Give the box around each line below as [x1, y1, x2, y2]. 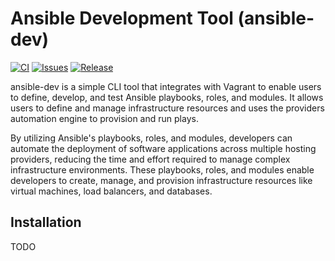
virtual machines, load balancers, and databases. [10, 185, 213, 197]
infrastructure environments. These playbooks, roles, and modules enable [10, 163, 315, 176]
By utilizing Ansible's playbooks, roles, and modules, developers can [10, 132, 293, 144]
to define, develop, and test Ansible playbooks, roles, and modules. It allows [10, 91, 324, 103]
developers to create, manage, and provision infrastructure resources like [10, 174, 313, 186]
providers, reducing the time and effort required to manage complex [10, 153, 291, 165]
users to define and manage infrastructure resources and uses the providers [10, 102, 325, 114]
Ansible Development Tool [10, 7, 234, 30]
